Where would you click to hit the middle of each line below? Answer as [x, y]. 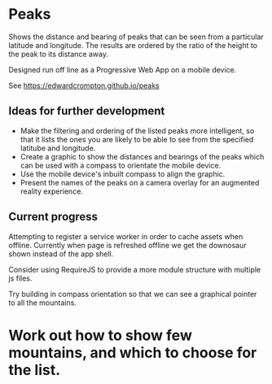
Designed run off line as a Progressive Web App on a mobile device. [123, 69]
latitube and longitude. [58, 148]
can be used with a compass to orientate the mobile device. [121, 165]
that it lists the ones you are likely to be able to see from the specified [137, 139]
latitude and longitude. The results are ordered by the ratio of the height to [133, 45]
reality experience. [52, 191]
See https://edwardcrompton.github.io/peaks [84, 85]
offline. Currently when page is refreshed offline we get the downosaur [127, 245]
